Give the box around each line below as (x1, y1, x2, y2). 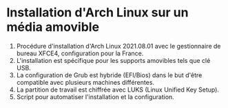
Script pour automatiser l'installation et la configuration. (16, 92, 175, 100)
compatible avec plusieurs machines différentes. (16, 78, 155, 86)
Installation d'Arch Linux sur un (6, 5, 189, 21)
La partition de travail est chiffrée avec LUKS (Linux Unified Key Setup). (16, 85, 220, 94)
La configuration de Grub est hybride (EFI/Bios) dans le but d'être (16, 70, 203, 79)
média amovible (6, 19, 100, 35)
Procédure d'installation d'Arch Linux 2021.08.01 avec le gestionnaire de (16, 42, 221, 50)
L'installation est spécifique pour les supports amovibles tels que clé (16, 56, 211, 64)
